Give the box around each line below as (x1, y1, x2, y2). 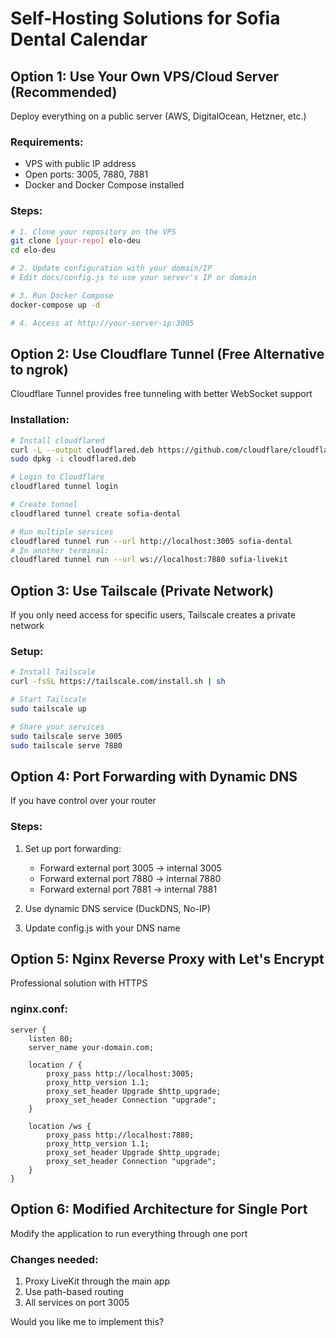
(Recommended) (10, 83, 118, 101)
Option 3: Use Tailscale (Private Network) (10, 582, 275, 599)
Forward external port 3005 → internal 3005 (39, 862, 222, 874)
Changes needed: (10, 1252, 99, 1266)
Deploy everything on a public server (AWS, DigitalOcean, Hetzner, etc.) (10, 110, 307, 122)
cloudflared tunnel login (10, 482, 118, 492)
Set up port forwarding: (24, 842, 122, 854)
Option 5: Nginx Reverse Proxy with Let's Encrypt (10, 951, 325, 968)
